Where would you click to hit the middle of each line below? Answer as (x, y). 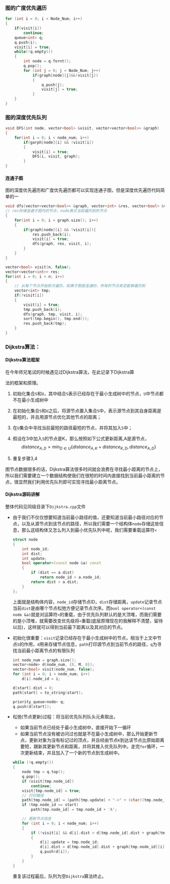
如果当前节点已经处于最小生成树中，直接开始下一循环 (76, 728)
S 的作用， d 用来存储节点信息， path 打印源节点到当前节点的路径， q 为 (87, 644)
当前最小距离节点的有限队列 (46, 650)
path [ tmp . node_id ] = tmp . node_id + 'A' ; (74, 810)
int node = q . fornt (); (47, 61)
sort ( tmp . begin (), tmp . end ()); (56, 319)
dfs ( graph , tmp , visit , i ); (53, 314)
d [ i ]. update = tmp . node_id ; (69, 842)
